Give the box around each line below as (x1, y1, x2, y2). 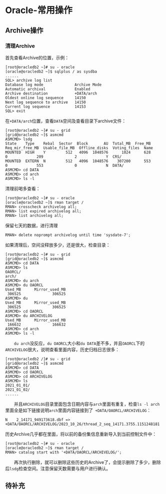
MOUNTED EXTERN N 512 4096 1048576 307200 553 (5, 158, 151, 163)
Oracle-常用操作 (5, 5, 72, 16)
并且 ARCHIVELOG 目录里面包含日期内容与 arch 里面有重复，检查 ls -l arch (14, 401, 160, 407)
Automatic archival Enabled (5, 86, 91, 92)
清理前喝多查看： (5, 185, 40, 191)
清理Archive (5, 42, 35, 49)
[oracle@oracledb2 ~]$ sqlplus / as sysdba (5, 69, 97, 74)
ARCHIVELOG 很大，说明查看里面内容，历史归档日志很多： (5, 346, 120, 352)
